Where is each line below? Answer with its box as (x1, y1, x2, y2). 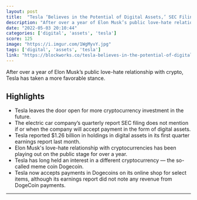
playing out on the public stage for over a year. (14, 151, 128, 158)
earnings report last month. (14, 138, 81, 145)
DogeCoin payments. (14, 182, 66, 189)
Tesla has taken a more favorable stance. (6, 74, 106, 82)
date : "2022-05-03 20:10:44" (6, 25, 77, 31)
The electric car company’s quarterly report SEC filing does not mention (14, 120, 189, 127)
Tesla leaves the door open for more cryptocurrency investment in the (14, 107, 184, 114)
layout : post (6, 8, 38, 15)
